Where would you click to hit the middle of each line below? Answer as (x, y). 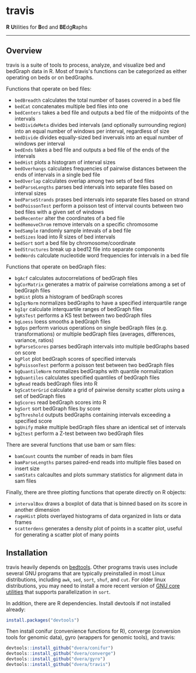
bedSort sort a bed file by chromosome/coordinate (75, 243)
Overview (24, 51)
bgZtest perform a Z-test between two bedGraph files (79, 433)
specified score (33, 421)
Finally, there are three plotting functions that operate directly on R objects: (96, 492)
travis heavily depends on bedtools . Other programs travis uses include (92, 567)
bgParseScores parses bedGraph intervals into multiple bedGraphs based (102, 346)
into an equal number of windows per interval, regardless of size (92, 131)
